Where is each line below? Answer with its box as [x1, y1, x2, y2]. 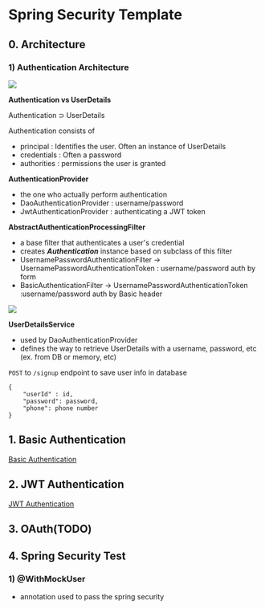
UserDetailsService [8, 319, 75, 329]
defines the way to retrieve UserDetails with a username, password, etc [19, 343, 257, 353]
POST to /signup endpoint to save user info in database [8, 367, 187, 377]
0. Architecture [8, 38, 86, 51]
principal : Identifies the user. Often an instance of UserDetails [19, 141, 226, 151]
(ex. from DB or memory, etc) [19, 351, 117, 362]
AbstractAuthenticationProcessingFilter [8, 222, 146, 232]
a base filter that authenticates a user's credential [19, 238, 185, 247]
